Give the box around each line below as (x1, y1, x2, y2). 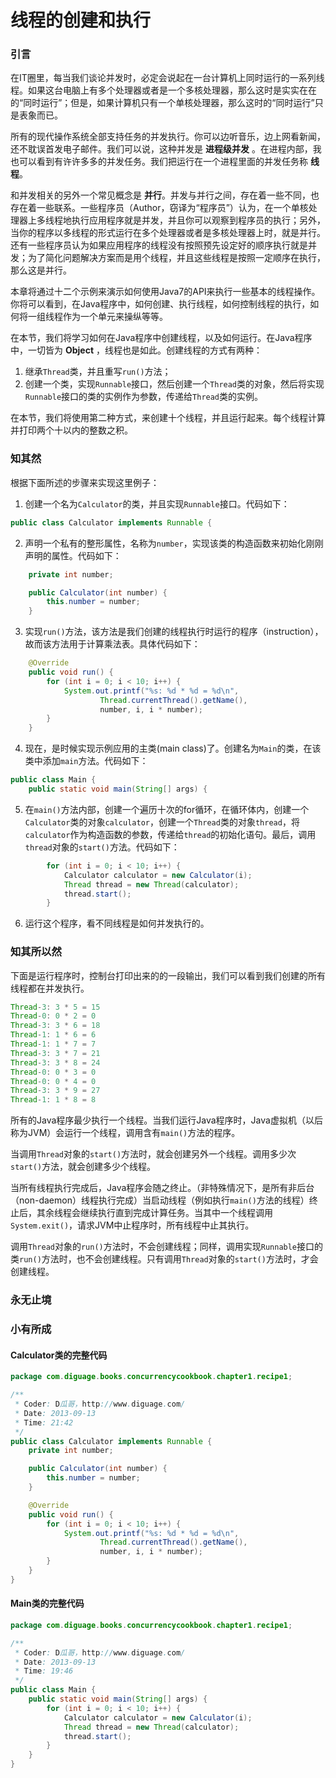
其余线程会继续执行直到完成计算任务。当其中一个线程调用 (36, 1207, 273, 1219)
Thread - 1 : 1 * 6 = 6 (10, 1030, 97, 1040)
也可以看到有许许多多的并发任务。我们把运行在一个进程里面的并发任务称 (10, 156, 308, 168)
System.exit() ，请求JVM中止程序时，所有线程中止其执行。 (10, 1219, 255, 1231)
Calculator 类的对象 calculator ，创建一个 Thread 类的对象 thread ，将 (24, 816, 300, 828)
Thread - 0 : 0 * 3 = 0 (10, 1067, 97, 1077)
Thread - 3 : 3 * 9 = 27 (10, 1086, 101, 1096)
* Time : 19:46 (14, 1666, 74, 1676)
